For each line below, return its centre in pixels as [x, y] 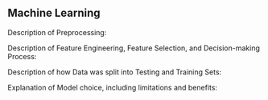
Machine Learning [54, 13]
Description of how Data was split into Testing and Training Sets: [115, 72]
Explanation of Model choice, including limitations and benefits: [113, 87]
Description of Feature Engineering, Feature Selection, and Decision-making [134, 48]
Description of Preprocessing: [57, 32]
